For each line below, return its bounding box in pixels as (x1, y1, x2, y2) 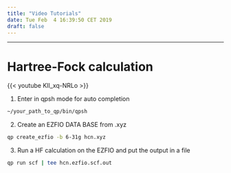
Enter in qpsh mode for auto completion (16, 95, 130, 103)
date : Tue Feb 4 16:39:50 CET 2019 (7, 16, 112, 23)
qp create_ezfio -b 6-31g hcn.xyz (7, 134, 107, 141)
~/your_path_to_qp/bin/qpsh (7, 108, 88, 115)
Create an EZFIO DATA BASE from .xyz (16, 121, 127, 129)
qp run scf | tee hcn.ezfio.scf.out (7, 159, 112, 167)
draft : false (7, 23, 45, 30)
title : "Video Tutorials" (7, 10, 81, 17)
